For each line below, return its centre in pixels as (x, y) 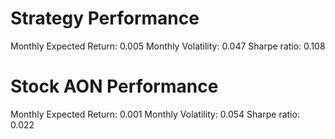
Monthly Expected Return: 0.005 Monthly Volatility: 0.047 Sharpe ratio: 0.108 (168, 46)
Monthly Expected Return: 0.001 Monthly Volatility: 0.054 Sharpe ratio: (155, 114)
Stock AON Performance (114, 86)
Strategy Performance (105, 18)
